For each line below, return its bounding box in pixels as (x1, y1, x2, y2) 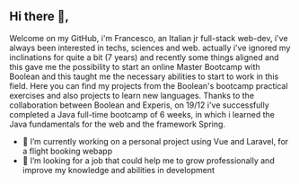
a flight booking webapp (22, 145, 113, 156)
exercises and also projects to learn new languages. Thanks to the (9, 90, 254, 101)
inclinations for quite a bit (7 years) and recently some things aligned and (9, 51, 279, 63)
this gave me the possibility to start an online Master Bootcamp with (9, 61, 260, 72)
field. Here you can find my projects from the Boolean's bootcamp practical (9, 80, 289, 91)
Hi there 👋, (9, 9, 69, 24)
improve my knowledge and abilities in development (22, 164, 215, 175)
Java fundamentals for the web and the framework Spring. (9, 118, 226, 129)
